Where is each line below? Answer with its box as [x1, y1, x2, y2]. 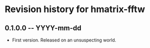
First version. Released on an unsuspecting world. [12, 37, 117, 43]
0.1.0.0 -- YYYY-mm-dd [5, 24, 82, 32]
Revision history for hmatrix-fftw [5, 4, 145, 15]
